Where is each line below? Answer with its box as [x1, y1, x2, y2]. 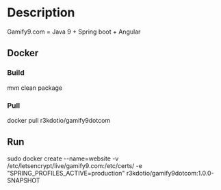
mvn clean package [7, 84, 63, 92]
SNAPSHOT [7, 176, 40, 185]
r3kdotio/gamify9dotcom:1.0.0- [126, 169, 214, 177]
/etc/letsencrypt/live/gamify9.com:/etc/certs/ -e [7, 161, 142, 169]
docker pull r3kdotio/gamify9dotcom [7, 116, 111, 124]
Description [7, 5, 75, 21]
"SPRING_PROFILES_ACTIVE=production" [7, 169, 125, 177]
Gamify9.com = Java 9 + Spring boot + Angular [7, 27, 141, 36]
